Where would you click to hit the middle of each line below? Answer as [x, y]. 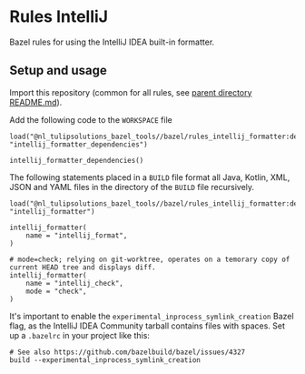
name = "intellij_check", [75, 283]
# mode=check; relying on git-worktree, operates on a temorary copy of [150, 259]
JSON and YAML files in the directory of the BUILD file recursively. [132, 187]
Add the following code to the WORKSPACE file [91, 119]
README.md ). [36, 102]
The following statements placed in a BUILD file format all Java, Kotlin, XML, [150, 177]
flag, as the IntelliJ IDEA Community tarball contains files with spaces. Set [148, 326]
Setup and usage [58, 71]
